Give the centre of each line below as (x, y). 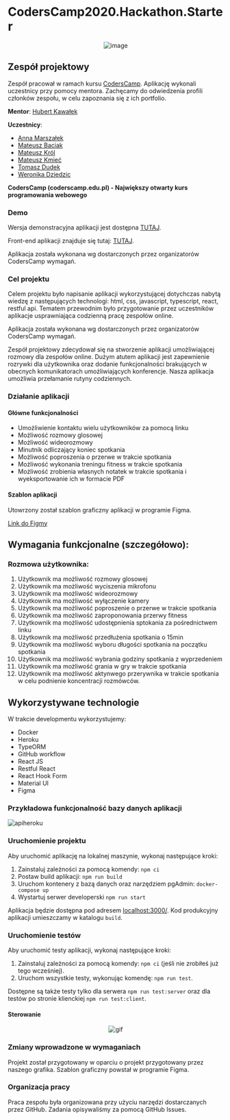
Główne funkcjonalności (43, 412)
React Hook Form (42, 776)
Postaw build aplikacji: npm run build (70, 876)
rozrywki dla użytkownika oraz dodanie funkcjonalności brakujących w (107, 364)
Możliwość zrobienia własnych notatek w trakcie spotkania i (102, 472)
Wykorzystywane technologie (74, 702)
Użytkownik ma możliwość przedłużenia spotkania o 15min (100, 637)
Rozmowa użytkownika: (49, 564)
